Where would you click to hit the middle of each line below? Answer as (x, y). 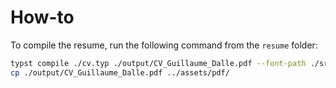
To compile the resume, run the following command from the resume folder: (164, 45)
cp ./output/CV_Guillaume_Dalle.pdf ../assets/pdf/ (120, 72)
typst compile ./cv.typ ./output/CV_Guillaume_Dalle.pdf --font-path (158, 63)
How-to (42, 17)
